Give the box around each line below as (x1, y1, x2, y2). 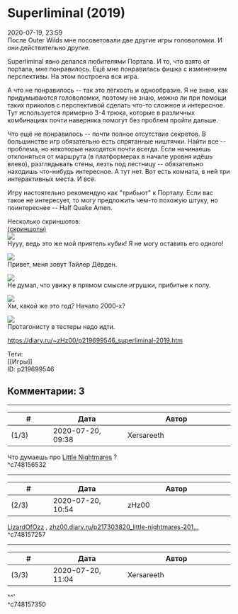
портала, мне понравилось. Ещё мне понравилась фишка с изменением (7, 64, 227, 73)
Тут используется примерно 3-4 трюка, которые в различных (7, 108, 195, 117)
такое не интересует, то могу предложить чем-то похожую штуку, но (7, 196, 218, 204)
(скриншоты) (7, 224, 47, 233)
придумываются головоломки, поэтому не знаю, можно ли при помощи (7, 93, 227, 102)
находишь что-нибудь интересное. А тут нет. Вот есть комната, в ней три (7, 167, 230, 175)
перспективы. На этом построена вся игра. (7, 72, 140, 81)
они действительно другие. (7, 43, 91, 52)
